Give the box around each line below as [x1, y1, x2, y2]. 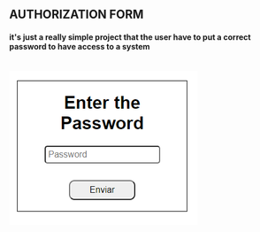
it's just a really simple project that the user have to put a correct [9, 31, 251, 43]
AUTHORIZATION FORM [9, 7, 144, 22]
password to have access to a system [9, 41, 150, 51]
